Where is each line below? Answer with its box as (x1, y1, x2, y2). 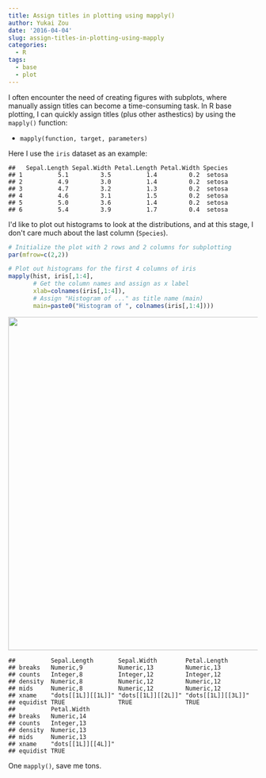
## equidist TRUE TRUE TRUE (8, 698, 200, 707)
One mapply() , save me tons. (8, 761, 101, 770)
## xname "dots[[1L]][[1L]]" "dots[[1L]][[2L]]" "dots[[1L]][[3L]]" (8, 691, 249, 699)
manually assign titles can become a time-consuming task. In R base (8, 101, 232, 110)
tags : (8, 56, 26, 64)
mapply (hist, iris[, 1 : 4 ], (8, 272, 93, 280)
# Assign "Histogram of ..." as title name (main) (32, 295, 203, 302)
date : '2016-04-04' (8, 26, 73, 34)
